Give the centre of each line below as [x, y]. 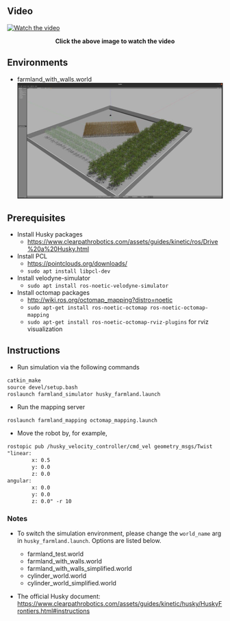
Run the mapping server [51, 406]
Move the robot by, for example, [62, 433]
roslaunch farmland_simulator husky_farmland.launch [84, 394]
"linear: [20, 453]
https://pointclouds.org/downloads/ [77, 264]
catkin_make [24, 380]
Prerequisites [36, 218]
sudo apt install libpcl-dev [69, 271]
